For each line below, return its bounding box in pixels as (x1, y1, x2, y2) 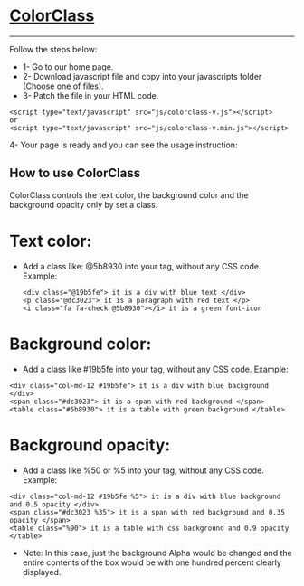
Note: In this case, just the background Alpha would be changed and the (22, 547, 292, 558)
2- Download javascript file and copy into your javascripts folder (22, 71, 262, 81)
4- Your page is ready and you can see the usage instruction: (9, 139, 238, 150)
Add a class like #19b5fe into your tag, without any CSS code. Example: (22, 364, 289, 374)
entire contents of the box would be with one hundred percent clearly (22, 557, 282, 568)
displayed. (22, 566, 62, 577)
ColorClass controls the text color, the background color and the (9, 189, 249, 200)
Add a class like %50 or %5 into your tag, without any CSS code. (22, 465, 264, 476)
